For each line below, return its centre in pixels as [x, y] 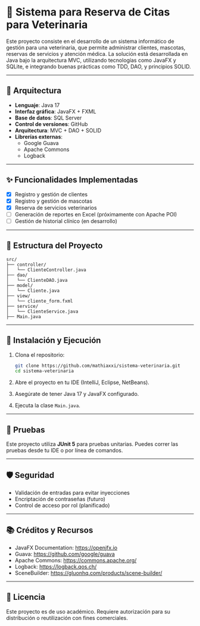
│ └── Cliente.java [33, 291]
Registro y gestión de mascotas [54, 201]
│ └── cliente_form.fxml [40, 301]
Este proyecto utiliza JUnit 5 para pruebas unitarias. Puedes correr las [92, 444]
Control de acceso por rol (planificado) [62, 505]
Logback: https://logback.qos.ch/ [56, 567]
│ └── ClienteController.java [46, 270]
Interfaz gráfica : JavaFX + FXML [55, 111]
